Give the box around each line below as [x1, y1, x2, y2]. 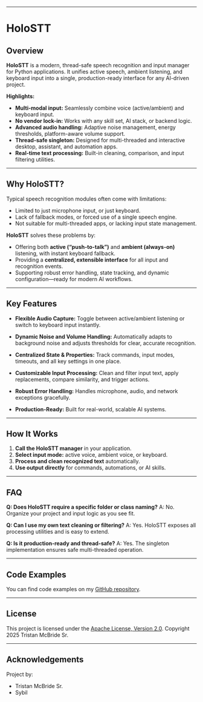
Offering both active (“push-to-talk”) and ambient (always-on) [14, 243, 175, 250]
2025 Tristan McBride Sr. [6, 631, 68, 638]
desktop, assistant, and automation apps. [14, 143, 118, 150]
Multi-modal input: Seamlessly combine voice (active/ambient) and [14, 104, 184, 111]
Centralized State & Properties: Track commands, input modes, [14, 351, 175, 358]
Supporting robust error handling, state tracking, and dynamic [14, 269, 169, 276]
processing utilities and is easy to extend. [6, 528, 110, 535]
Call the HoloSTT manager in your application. [14, 445, 132, 452]
